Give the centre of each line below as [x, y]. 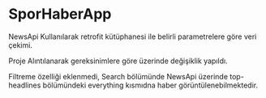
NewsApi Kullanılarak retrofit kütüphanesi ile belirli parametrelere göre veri [133, 36]
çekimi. [20, 45]
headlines [25, 85]
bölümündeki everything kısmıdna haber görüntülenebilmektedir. [150, 85]
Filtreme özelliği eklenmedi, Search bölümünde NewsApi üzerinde [118, 76]
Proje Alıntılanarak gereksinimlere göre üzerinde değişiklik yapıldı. [118, 61]
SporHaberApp [60, 14]
